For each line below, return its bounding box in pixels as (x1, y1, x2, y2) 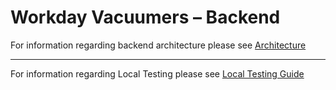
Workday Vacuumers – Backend (10, 6, 281, 29)
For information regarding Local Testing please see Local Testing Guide (10, 67, 305, 80)
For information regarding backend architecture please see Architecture (10, 39, 307, 51)
